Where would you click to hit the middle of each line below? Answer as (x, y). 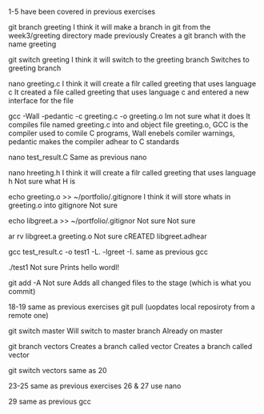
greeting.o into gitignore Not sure (63, 205)
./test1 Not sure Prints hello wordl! (64, 267)
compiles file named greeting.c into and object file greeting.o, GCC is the (128, 125)
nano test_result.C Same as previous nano (78, 157)
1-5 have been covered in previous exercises (82, 12)
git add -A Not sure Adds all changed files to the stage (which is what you (130, 283)
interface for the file (41, 100)
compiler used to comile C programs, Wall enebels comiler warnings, (122, 133)
